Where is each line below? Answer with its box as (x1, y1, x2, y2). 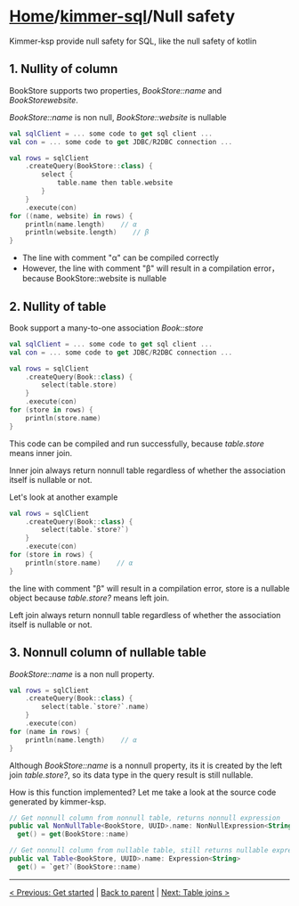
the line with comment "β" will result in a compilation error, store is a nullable (9, 583, 290, 593)
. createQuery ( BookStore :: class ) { (25, 162, 153, 171)
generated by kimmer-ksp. (9, 796, 107, 807)
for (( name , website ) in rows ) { (9, 211, 133, 220)
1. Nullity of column (9, 61, 118, 77)
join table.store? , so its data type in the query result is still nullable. (9, 769, 254, 780)
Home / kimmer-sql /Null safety (9, 6, 236, 27)
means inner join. (9, 447, 73, 458)
